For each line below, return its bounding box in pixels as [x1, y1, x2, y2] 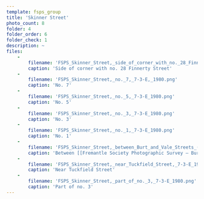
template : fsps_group [6, 8, 61, 15]
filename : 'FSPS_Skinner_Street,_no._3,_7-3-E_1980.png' [28, 110, 175, 116]
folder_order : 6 [6, 32, 47, 38]
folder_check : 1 [6, 37, 47, 43]
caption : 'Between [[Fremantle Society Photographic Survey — [28, 150, 189, 156]
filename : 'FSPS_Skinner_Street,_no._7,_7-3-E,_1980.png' [28, 76, 178, 83]
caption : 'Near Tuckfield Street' [28, 167, 115, 173]
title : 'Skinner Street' [6, 15, 69, 21]
